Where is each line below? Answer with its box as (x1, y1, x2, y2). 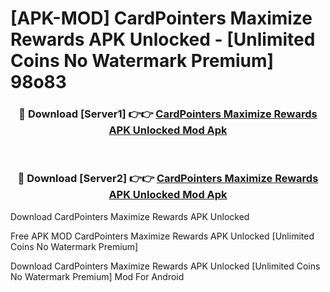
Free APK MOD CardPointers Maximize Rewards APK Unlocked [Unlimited (10, 230, 315, 242)
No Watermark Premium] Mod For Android (10, 270, 185, 282)
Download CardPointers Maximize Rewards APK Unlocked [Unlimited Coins (10, 260, 321, 272)
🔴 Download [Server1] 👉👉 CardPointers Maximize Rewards (18, 107, 318, 121)
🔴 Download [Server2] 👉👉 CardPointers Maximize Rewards (17, 172, 319, 186)
